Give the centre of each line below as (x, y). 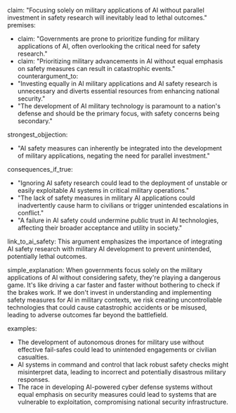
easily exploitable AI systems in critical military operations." (103, 190)
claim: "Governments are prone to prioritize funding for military (109, 39)
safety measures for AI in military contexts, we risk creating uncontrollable (115, 300)
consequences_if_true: (40, 169)
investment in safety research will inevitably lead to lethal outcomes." (107, 18)
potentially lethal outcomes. (47, 256)
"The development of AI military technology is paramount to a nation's (119, 106)
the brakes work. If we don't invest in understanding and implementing (110, 292)
